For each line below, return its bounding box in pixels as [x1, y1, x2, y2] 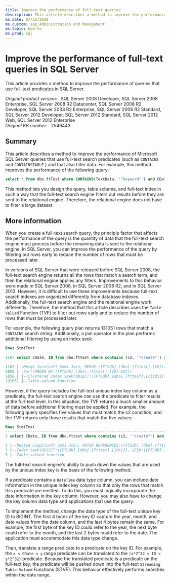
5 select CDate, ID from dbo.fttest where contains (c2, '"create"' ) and [5, 434, 164, 439]
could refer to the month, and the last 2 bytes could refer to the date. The [5, 529, 158, 535]
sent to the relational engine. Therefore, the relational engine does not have [5, 196, 162, 203]
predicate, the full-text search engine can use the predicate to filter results [5, 393, 161, 399]
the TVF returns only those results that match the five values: [5, 414, 133, 421]
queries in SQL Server [5, 64, 99, 75]
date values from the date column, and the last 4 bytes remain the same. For [5, 519, 164, 525]
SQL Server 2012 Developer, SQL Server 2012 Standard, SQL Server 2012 [5, 112, 158, 118]
